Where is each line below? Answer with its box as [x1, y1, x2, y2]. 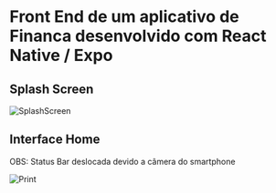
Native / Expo [9, 46, 113, 66]
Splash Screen [9, 81, 94, 96]
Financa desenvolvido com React [9, 25, 267, 46]
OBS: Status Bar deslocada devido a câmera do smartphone [9, 156, 236, 167]
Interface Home [9, 132, 101, 147]
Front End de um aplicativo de [9, 6, 239, 27]
